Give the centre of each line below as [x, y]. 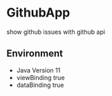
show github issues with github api [56, 32]
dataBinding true [40, 85]
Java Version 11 [38, 70]
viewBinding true [40, 77]
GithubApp [38, 13]
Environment [35, 54]
